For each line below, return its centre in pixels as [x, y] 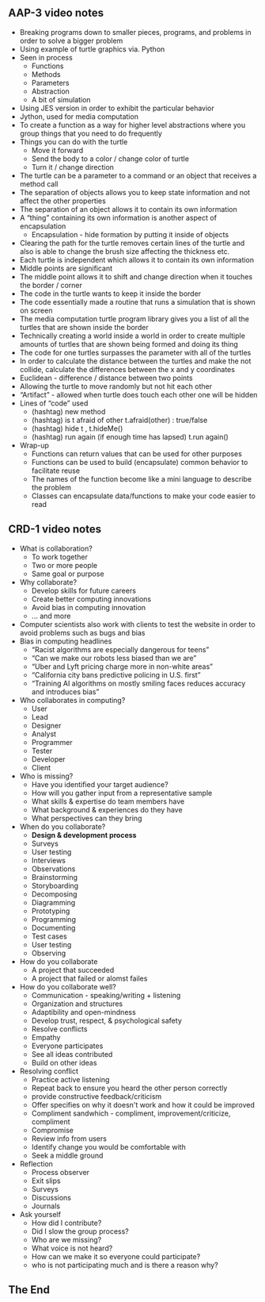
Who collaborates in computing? [72, 700]
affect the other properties [63, 201]
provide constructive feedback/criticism [97, 1096]
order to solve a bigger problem [71, 40]
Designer [46, 725]
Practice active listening [70, 1079]
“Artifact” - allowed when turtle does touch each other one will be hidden [138, 394]
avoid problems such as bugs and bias [82, 632]
